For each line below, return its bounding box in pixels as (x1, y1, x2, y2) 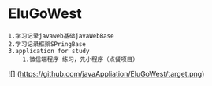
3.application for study (8, 47, 90, 55)
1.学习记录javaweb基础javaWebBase (8, 32, 114, 40)
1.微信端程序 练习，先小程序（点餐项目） (22, 56, 139, 63)
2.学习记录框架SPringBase (8, 40, 87, 48)
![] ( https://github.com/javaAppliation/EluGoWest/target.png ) (8, 69, 205, 78)
